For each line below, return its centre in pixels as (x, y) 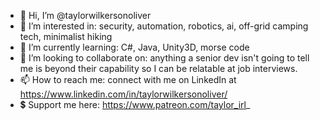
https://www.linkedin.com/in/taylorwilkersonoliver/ (123, 94)
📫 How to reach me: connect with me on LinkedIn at (128, 79)
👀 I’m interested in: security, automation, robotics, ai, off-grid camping (164, 26)
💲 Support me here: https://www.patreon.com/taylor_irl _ (135, 104)
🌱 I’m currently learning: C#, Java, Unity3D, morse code (134, 47)
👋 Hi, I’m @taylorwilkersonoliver (85, 15)
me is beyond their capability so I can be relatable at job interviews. (158, 68)
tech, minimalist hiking (66, 36)
